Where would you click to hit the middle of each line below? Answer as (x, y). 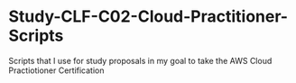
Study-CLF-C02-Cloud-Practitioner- (148, 17)
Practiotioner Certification (56, 70)
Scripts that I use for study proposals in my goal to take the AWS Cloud (140, 60)
